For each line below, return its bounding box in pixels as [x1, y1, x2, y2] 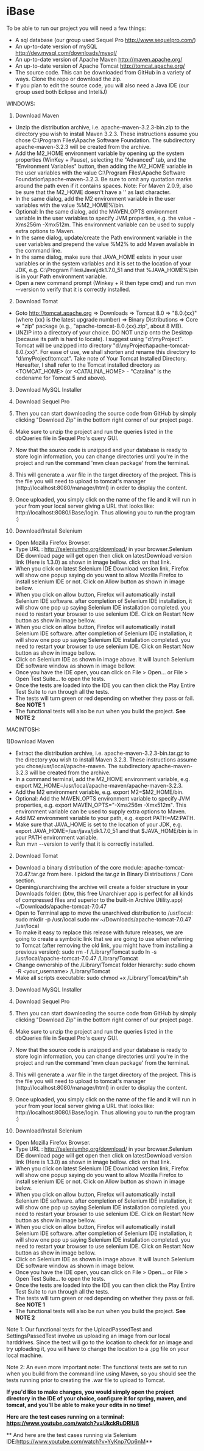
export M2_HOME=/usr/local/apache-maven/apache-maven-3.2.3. [15, 782, 183, 789]
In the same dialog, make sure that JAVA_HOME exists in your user [15, 253, 183, 261]
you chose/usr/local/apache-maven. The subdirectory [15, 762, 151, 769]
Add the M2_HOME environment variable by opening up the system [15, 149, 185, 157]
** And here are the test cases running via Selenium [6, 1431, 137, 1438]
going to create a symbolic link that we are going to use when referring [15, 935, 193, 942]
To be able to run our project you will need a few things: [6, 24, 146, 32]
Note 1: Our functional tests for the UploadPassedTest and [6, 1325, 152, 1333]
